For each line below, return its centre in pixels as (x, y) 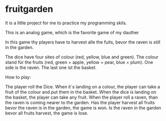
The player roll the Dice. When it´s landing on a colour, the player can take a (83, 87)
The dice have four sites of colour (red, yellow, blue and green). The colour (82, 57)
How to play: (18, 77)
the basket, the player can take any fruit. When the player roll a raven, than (82, 97)
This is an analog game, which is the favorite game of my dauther (72, 32)
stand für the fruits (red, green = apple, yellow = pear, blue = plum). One (79, 62)
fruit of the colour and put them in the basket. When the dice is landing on (81, 92)
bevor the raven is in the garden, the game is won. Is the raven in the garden (83, 108)
